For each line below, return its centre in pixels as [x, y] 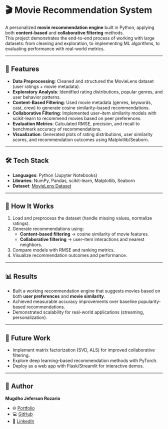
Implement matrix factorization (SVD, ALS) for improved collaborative [83, 350]
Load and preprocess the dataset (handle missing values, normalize [82, 218]
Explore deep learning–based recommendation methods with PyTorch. [85, 360]
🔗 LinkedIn [23, 421]
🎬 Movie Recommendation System [79, 10]
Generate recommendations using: [48, 229]
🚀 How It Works [29, 206]
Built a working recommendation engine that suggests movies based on [86, 291]
